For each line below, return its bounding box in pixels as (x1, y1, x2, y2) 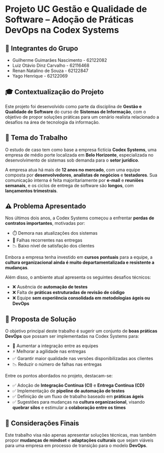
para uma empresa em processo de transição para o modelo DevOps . (5, 443, 147, 449)
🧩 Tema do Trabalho (5, 133, 68, 142)
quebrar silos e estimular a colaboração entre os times (12, 405, 126, 411)
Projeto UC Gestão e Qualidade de (5, 3, 147, 15)
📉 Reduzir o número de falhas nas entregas (12, 362, 102, 368)
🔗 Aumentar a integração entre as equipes (12, 343, 99, 349)
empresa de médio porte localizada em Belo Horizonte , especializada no (5, 152, 154, 158)
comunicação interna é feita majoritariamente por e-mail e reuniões (5, 177, 144, 183)
